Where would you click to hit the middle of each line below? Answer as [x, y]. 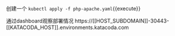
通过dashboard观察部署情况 [40, 21]
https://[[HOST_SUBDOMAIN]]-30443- [122, 21]
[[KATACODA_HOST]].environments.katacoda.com [67, 27]
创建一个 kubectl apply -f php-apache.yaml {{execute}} [73, 8]
